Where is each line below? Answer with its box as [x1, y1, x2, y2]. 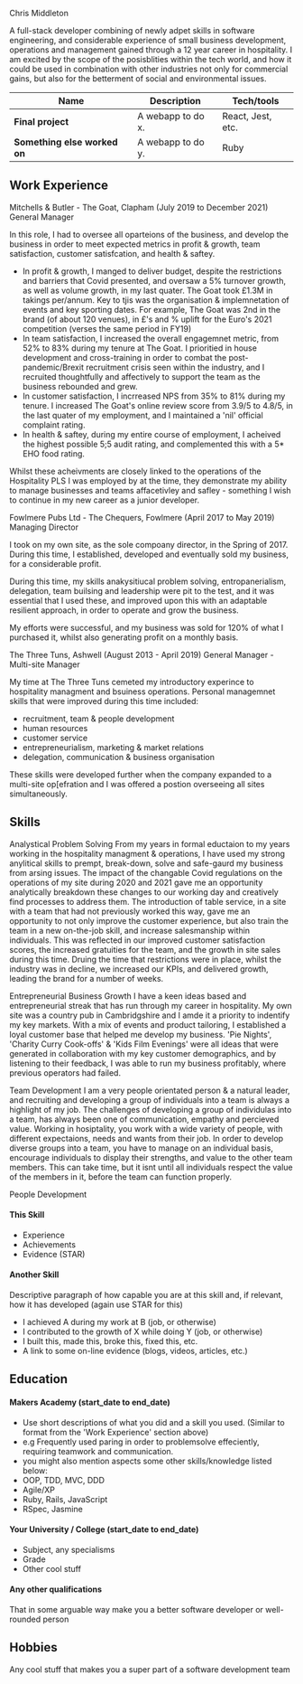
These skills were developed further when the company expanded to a [9, 768, 272, 780]
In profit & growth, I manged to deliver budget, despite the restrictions [22, 266, 282, 277]
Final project [14, 116, 69, 127]
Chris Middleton [9, 8, 69, 18]
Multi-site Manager [9, 659, 80, 670]
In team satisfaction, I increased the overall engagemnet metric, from [22, 333, 280, 343]
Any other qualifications [9, 1584, 102, 1595]
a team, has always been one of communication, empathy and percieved [9, 1114, 280, 1124]
